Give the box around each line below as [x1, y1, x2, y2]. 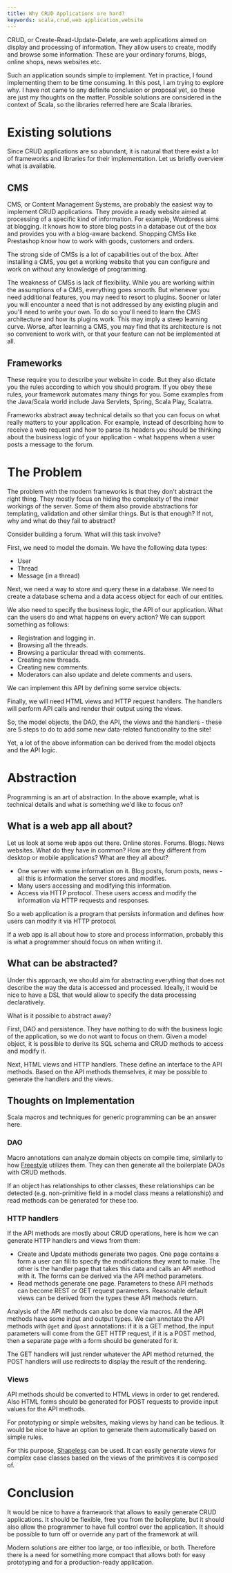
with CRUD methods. [7, 1168, 67, 1176]
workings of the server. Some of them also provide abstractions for [7, 502, 198, 510]
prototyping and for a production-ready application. [7, 1558, 154, 1567]
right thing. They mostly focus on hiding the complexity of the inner [7, 495, 199, 503]
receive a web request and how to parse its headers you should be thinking [7, 426, 222, 434]
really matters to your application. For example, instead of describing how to [7, 419, 224, 427]
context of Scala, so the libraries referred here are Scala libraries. [7, 100, 193, 108]
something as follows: [7, 620, 70, 629]
